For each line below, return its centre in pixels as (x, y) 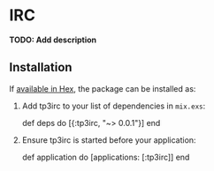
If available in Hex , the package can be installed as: (103, 88)
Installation (41, 67)
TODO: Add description (53, 40)
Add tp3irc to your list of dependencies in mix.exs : (114, 106)
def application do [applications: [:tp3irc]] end (106, 157)
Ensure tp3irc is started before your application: (109, 140)
